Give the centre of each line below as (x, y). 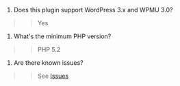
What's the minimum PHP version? (62, 36)
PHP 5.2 (49, 49)
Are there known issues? (48, 63)
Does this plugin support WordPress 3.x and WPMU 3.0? (93, 10)
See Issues (53, 76)
